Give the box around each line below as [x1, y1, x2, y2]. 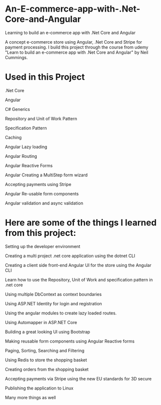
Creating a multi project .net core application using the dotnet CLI [5, 253, 135, 259]
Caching [5, 134, 22, 140]
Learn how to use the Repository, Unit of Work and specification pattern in [5, 277, 153, 282]
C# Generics [5, 106, 30, 112]
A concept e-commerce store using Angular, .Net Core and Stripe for [5, 39, 143, 45]
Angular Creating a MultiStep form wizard [5, 172, 88, 178]
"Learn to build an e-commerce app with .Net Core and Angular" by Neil [5, 49, 148, 55]
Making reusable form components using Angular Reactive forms [5, 338, 135, 344]
